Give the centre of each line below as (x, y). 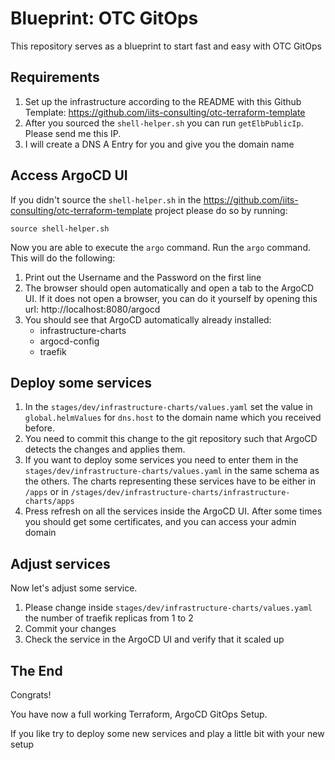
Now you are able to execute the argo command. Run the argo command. (160, 247)
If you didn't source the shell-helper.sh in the (106, 199)
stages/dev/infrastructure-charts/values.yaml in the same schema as (172, 471)
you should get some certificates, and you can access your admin (160, 522)
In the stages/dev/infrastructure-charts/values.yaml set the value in (168, 407)
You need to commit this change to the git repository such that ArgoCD (171, 439)
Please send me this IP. (73, 133)
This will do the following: (63, 258)
